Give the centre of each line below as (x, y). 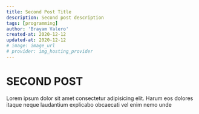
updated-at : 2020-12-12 (36, 40)
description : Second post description (55, 18)
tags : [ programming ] (32, 23)
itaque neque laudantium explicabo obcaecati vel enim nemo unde (89, 104)
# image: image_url (31, 46)
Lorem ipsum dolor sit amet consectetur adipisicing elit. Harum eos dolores (100, 98)
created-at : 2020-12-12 (36, 35)
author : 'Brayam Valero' (38, 29)
